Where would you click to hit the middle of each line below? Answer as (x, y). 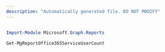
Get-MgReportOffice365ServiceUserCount (55, 43)
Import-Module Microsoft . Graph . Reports (55, 33)
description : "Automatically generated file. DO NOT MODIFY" (83, 11)
